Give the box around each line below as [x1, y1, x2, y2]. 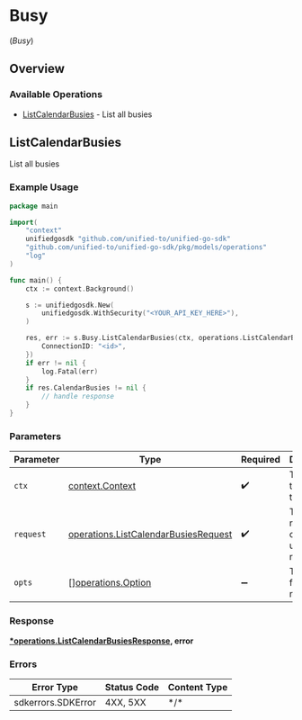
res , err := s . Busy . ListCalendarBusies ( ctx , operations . [25, 334, 244, 343]
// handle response [41, 392, 115, 401]
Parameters [9, 429, 61, 442]
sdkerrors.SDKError [13, 696, 97, 708]
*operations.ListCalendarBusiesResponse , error [9, 635, 194, 646]
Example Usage [9, 181, 79, 193]
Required [241, 454, 281, 466]
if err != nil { [25, 358, 87, 367]
